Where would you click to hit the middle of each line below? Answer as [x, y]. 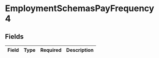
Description [80, 50]
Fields [14, 36]
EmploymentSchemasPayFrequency [80, 8]
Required [51, 50]
